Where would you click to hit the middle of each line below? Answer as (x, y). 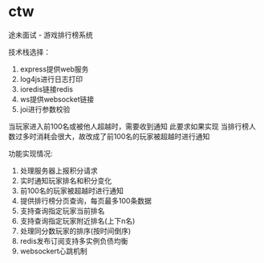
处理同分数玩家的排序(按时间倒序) (75, 231)
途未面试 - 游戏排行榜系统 (51, 35)
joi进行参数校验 (45, 109)
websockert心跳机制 (54, 251)
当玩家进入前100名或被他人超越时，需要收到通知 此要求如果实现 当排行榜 (129, 126)
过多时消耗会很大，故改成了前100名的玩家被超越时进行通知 (112, 136)
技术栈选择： (29, 51)
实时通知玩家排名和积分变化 (66, 180)
